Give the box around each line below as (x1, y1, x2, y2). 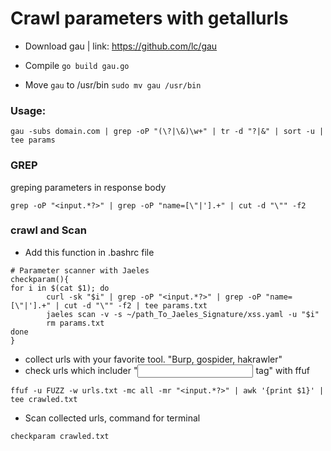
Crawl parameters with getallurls (10, 7, 289, 30)
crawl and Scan (10, 223, 87, 237)
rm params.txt (46, 318, 105, 328)
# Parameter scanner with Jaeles (10, 265, 150, 276)
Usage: (10, 103, 47, 117)
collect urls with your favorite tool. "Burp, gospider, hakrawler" (24, 353, 283, 365)
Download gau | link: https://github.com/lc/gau (24, 40, 218, 52)
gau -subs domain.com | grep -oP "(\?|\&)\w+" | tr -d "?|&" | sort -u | (10, 127, 325, 137)
